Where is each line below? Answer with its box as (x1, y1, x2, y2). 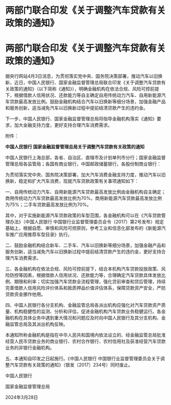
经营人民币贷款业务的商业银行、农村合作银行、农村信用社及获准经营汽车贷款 (5, 338, 166, 344)
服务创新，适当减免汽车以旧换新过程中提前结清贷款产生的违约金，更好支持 (5, 249, 161, 255)
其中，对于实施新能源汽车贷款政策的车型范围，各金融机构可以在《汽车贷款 (5, 212, 161, 219)
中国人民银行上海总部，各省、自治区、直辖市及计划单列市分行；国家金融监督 (5, 155, 166, 161)
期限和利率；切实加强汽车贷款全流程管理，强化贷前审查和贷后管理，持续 (14, 278, 166, 285)
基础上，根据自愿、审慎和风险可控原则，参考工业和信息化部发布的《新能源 (5, 225, 161, 232)
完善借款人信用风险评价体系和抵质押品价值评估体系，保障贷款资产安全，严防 (5, 285, 166, 291)
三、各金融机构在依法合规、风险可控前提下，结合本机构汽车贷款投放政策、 (5, 266, 161, 272)
